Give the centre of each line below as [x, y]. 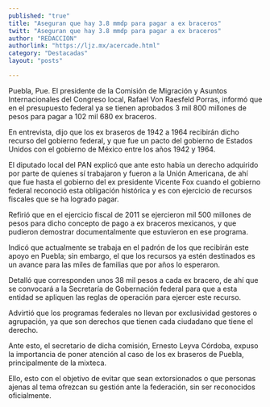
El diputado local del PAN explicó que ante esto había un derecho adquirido [133, 164]
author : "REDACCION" [43, 38]
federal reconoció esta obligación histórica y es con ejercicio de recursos [130, 190]
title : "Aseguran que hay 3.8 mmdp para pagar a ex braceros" [115, 23]
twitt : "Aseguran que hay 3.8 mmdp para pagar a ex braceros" [115, 31]
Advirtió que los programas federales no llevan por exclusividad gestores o [133, 313]
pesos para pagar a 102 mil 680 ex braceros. [83, 116]
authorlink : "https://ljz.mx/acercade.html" [84, 46]
